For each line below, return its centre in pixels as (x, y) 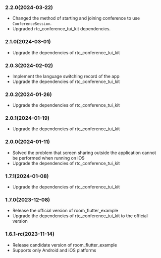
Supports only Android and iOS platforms (54, 250)
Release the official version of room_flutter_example (65, 211)
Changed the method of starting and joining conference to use (76, 18)
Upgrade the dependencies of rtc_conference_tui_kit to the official (80, 216)
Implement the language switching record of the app (66, 76)
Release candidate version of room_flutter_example (65, 245)
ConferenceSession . (32, 23)
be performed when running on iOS (49, 158)
